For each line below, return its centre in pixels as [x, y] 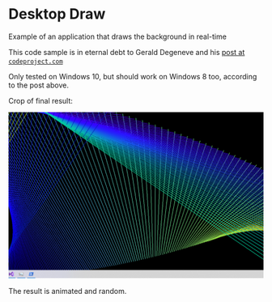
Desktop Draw [57, 14]
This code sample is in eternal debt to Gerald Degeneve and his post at [127, 52]
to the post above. [38, 85]
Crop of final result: [40, 100]
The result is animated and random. [68, 291]
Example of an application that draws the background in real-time [117, 36]
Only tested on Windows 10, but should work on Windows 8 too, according [133, 76]
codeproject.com [36, 62]
